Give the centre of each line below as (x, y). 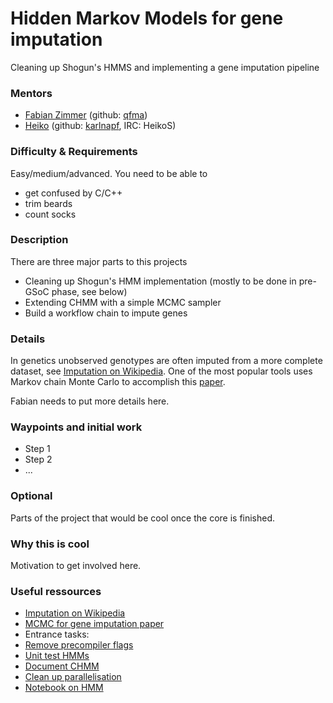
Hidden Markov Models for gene (147, 18)
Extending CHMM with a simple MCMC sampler (123, 302)
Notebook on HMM (64, 688)
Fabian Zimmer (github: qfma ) (86, 115)
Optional (31, 496)
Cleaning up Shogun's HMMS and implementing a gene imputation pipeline (165, 67)
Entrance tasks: (57, 634)
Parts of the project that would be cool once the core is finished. (143, 518)
